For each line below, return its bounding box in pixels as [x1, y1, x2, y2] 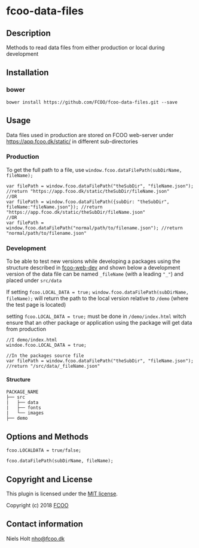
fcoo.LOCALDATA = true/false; [6, 447, 82, 453]
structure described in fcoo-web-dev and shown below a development [6, 264, 180, 271]
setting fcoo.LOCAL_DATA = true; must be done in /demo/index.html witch [6, 313, 186, 320]
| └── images [6, 410, 44, 416]
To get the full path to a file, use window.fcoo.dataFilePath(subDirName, [6, 166, 182, 173]
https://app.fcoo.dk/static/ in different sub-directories [6, 138, 139, 145]
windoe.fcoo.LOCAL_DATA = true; [6, 343, 87, 349]
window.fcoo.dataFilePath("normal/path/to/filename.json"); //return [6, 225, 183, 231]
